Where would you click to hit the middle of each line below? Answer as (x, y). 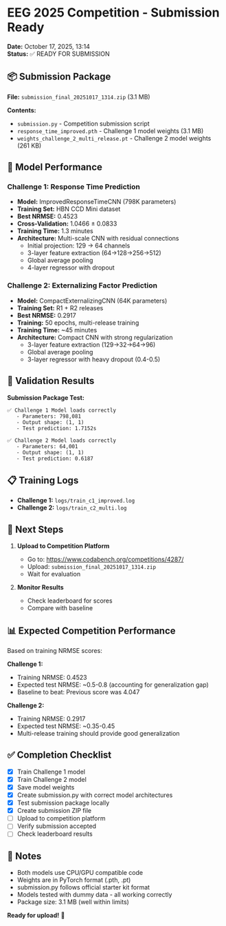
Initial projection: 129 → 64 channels (79, 245)
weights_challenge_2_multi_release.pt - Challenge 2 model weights (114, 138)
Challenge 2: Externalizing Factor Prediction (82, 285)
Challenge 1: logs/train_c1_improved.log (76, 501)
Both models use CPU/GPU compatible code (80, 873)
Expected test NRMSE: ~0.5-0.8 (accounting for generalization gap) (113, 685)
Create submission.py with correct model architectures (95, 795)
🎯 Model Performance (55, 167)
